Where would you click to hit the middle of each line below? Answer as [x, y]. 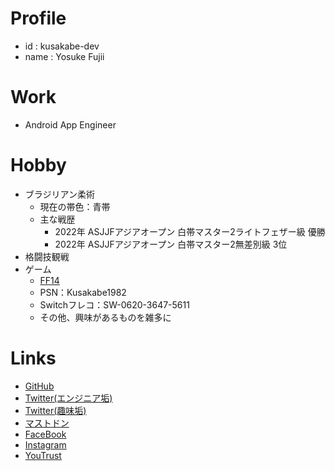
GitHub [39, 386]
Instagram [45, 444]
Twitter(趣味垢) [55, 410]
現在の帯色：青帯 [75, 206]
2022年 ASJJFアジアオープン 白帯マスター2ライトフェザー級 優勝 [190, 231]
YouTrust [43, 455]
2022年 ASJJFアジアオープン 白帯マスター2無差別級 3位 [171, 244]
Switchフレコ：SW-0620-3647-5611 [114, 304]
